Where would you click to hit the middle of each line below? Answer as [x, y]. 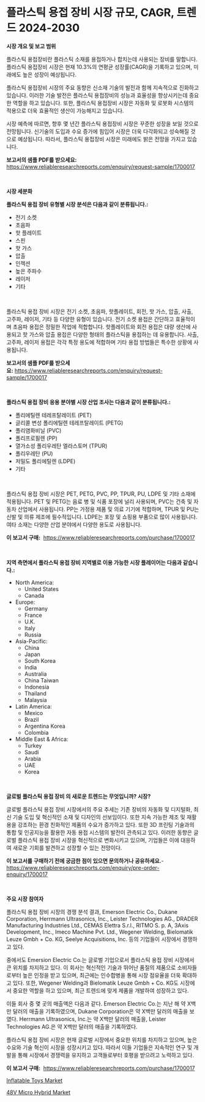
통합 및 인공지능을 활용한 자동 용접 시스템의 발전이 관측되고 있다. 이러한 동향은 [99, 832]
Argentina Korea [45, 726]
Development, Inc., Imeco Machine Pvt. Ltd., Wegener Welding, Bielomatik [100, 932]
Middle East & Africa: [42, 739]
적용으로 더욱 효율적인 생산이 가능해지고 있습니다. [65, 111]
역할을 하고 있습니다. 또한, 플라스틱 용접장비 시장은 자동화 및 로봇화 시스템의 [103, 103]
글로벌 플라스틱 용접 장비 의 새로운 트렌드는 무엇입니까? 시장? [79, 796]
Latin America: [33, 706]
